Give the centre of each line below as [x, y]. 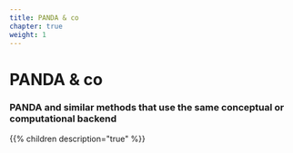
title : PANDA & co [44, 18]
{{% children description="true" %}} [77, 139]
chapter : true [36, 26]
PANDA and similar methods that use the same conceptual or [147, 108]
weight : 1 [28, 34]
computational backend [63, 119]
